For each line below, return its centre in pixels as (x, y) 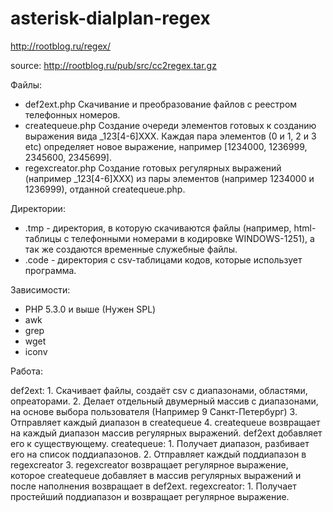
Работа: (26, 371)
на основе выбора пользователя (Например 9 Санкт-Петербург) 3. (154, 411)
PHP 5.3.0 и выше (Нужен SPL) (90, 309)
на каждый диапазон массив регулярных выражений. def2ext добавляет (166, 433)
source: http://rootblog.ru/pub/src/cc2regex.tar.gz (113, 65)
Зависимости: (40, 289)
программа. (50, 270)
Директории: (38, 208)
